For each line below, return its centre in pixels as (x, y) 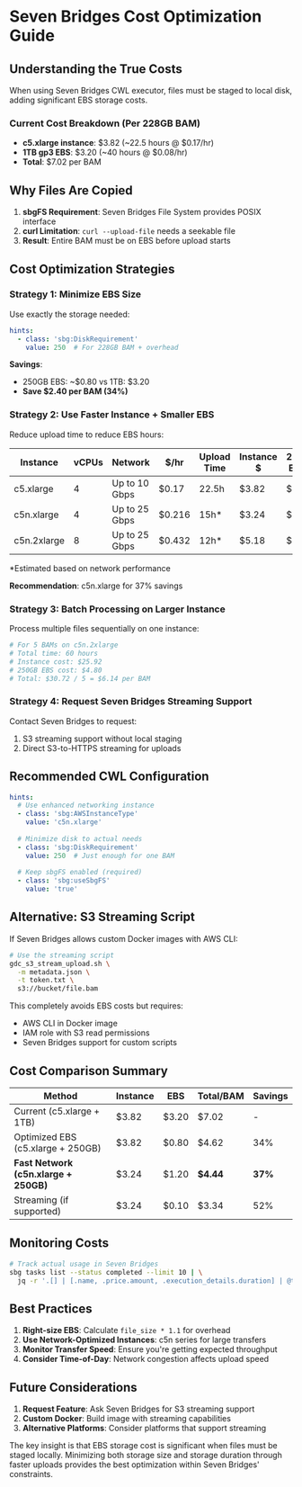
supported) (37, 1211)
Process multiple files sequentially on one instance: (104, 629)
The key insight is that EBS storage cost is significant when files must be (143, 1446)
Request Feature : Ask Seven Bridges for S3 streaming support (138, 1409)
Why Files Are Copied (71, 190)
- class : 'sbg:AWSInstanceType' (78, 814)
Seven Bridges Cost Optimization (136, 17)
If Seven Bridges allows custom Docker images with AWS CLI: (124, 938)
